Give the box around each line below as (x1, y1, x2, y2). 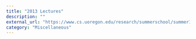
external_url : (6, 19, 41, 25)
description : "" (6, 14, 45, 19)
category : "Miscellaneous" (6, 24, 72, 30)
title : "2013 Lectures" (6, 8, 64, 14)
